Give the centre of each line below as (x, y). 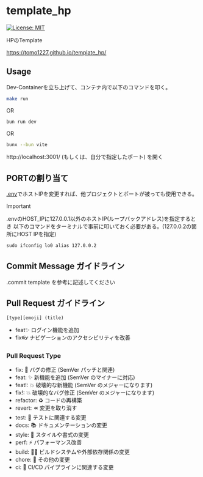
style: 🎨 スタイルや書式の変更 (52, 434)
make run (17, 98)
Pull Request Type (34, 355)
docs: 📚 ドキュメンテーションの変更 (61, 425)
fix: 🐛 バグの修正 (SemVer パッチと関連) (65, 369)
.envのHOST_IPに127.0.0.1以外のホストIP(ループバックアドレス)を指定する (98, 219)
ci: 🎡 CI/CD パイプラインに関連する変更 (64, 467)
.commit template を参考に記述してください (61, 282)
